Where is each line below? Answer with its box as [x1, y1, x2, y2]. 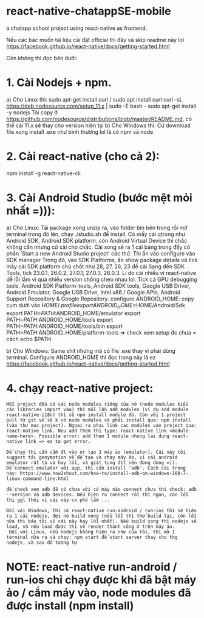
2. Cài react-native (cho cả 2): [6, 150, 160, 164]
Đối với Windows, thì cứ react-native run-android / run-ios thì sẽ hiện [6, 508, 197, 514]
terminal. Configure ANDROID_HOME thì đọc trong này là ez [6, 353, 156, 361]
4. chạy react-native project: [6, 381, 154, 395]
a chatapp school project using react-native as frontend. [6, 24, 148, 32]
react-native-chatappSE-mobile [6, 4, 171, 18]
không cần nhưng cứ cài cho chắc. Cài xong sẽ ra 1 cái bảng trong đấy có [6, 243, 191, 251]
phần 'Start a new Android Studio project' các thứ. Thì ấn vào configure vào [6, 249, 195, 257]
